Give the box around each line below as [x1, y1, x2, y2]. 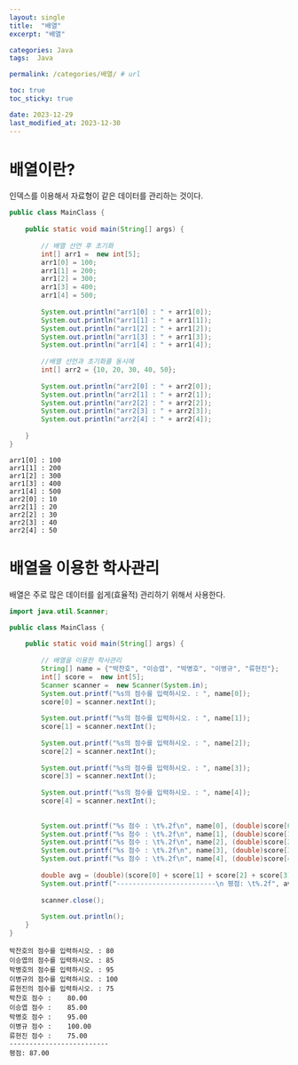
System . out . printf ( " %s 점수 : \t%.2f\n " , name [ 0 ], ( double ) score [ [41, 821, 288, 830]
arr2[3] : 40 [9, 517, 58, 527]
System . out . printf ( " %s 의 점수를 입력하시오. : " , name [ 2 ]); [41, 739, 251, 748]
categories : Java [9, 45, 74, 54]
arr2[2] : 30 [9, 510, 58, 519]
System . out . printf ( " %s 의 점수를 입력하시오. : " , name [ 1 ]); [41, 714, 251, 723]
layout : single [9, 12, 66, 22]
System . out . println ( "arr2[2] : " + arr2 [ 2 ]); [41, 398, 213, 407]
